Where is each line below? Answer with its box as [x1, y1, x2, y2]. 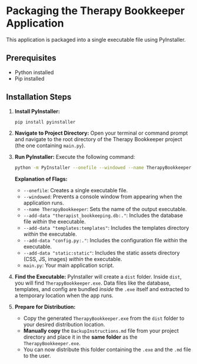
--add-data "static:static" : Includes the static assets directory [23, 249, 181, 256]
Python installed [14, 69, 54, 76]
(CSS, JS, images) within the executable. [23, 256, 122, 263]
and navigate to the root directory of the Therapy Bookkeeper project [14, 136, 182, 143]
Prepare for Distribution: [14, 303, 76, 310]
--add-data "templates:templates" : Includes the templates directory [23, 225, 189, 232]
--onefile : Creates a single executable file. [23, 187, 128, 194]
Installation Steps [6, 92, 72, 102]
